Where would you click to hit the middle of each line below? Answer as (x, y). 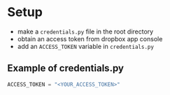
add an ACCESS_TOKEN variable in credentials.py (85, 46)
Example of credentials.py (66, 68)
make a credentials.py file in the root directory (85, 31)
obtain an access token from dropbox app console (90, 38)
